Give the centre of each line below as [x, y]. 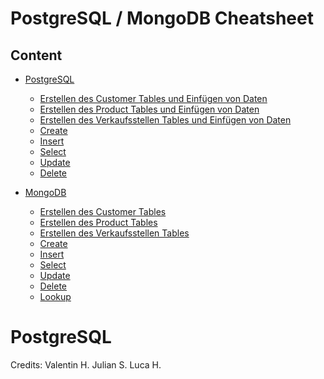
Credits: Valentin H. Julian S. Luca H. [86, 364]
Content [36, 55]
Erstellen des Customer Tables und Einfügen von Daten [153, 98]
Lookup [55, 296]
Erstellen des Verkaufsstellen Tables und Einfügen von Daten [165, 120]
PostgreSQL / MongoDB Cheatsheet [162, 18]
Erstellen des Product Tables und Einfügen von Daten [149, 109]
